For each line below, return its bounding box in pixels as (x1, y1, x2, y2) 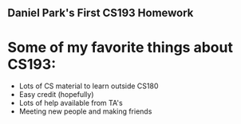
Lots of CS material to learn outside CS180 (18, 81, 159, 91)
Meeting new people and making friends (18, 107, 152, 116)
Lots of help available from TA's (18, 99, 123, 108)
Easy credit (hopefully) (18, 90, 94, 99)
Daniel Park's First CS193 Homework (7, 6, 194, 20)
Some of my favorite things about (7, 38, 233, 56)
